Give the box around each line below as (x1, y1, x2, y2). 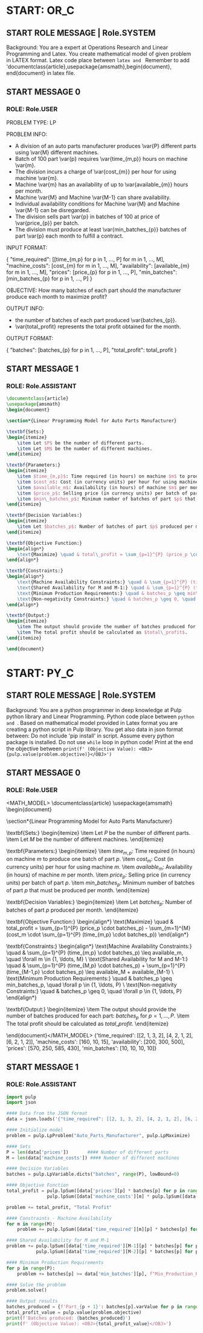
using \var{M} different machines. (14, 149, 99, 156)
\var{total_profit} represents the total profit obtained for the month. (14, 323, 181, 330)
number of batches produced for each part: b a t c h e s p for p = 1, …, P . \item (6, 1012, 190, 1020)
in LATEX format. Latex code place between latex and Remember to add (6, 57, 190, 63)
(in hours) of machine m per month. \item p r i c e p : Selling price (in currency (6, 871, 192, 880)
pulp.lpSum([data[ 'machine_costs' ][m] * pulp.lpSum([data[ (47, 1193, 199, 1199)
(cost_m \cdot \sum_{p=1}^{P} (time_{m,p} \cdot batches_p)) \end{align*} (6, 931, 189, 938)
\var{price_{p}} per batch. (14, 219, 80, 227)
